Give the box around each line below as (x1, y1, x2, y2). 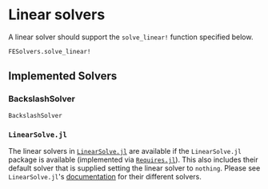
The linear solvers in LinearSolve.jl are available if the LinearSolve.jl (8, 146, 242, 155)
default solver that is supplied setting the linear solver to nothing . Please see (8, 163, 261, 173)
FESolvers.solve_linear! (8, 47, 91, 55)
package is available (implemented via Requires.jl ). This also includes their (8, 155, 258, 164)
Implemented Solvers (8, 70, 118, 83)
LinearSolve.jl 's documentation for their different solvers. (8, 171, 202, 181)
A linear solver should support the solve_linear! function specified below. (8, 32, 254, 42)
